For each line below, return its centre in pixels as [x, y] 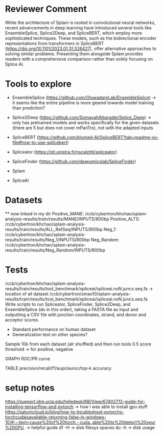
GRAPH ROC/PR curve [28, 359]
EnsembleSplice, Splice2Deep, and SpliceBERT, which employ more [73, 33]
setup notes [30, 388]
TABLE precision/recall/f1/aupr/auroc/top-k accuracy [58, 368]
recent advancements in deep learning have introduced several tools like [78, 27]
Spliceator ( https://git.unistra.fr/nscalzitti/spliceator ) [65, 152]
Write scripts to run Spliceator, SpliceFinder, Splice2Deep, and [68, 304]
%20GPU [14, 427]
